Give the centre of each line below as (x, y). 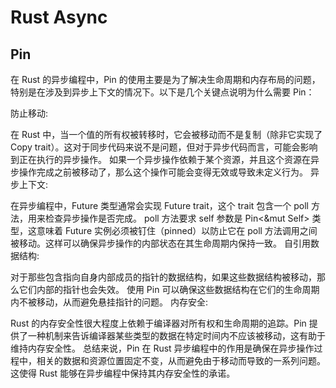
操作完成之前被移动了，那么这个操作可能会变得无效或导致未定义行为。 (163, 172)
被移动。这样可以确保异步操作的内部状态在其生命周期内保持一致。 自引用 (160, 243)
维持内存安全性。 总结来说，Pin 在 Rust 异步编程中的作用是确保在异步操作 (162, 348)
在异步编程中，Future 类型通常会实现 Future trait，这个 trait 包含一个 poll (159, 205)
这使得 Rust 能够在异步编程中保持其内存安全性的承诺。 (123, 373)
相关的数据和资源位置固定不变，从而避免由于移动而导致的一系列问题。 (181, 360)
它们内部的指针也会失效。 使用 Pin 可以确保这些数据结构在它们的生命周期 (169, 289)
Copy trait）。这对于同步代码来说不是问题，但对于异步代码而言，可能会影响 (164, 147)
